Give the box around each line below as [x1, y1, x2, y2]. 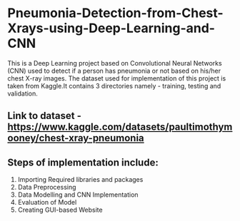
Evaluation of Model [17, 198, 77, 207]
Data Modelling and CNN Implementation [17, 190, 139, 199]
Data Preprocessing [17, 183, 76, 192]
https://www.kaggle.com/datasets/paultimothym [7, 121, 233, 133]
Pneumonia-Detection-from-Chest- [7, 5, 224, 21]
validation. [7, 89, 38, 98]
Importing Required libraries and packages [17, 175, 144, 184]
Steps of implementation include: [7, 156, 159, 168]
